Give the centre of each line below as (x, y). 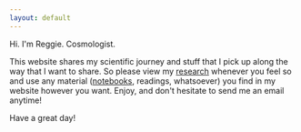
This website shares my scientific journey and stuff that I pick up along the (149, 61)
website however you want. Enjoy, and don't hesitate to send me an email (147, 90)
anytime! (26, 100)
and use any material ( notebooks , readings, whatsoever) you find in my (142, 81)
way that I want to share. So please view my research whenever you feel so (151, 71)
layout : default (40, 18)
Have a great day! (42, 117)
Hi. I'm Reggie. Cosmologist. (63, 44)
